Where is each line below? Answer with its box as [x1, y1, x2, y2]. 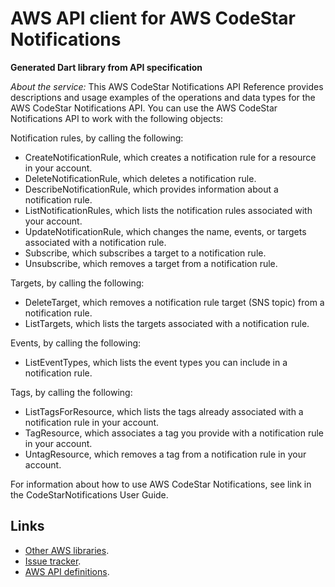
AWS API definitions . [24, 565, 110, 577]
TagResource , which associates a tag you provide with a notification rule [24, 427, 325, 439]
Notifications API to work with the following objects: [10, 112, 223, 124]
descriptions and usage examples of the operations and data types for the [10, 91, 316, 103]
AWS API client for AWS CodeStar [10, 7, 297, 30]
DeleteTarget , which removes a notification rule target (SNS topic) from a [24, 296, 325, 308]
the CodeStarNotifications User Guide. [10, 488, 169, 501]
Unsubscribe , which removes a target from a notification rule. [24, 257, 278, 269]
